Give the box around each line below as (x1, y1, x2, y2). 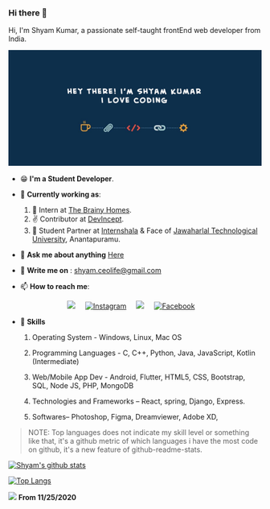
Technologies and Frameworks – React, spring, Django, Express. (31, 396, 246, 406)
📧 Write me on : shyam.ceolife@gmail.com (19, 265, 162, 275)
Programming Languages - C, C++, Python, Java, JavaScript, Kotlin (31, 348, 256, 358)
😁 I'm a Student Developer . (19, 173, 114, 184)
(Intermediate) (31, 356, 80, 366)
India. (8, 34, 27, 43)
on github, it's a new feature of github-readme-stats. (27, 445, 202, 454)
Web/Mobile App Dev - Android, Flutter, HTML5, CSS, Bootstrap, (31, 372, 246, 382)
